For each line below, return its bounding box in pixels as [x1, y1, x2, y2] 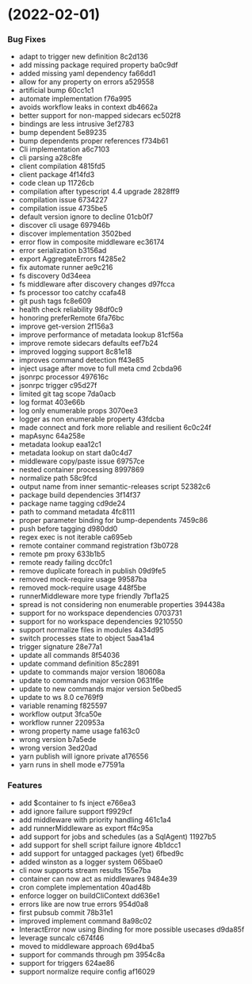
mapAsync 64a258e [18, 431, 86, 441]
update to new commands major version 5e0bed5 [18, 684, 182, 694]
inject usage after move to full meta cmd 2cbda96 [18, 363, 182, 374]
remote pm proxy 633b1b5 [18, 549, 105, 559]
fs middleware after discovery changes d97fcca [18, 279, 175, 289]
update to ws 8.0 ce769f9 [18, 693, 104, 702]
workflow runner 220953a [18, 718, 105, 728]
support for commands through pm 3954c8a [18, 950, 166, 959]
